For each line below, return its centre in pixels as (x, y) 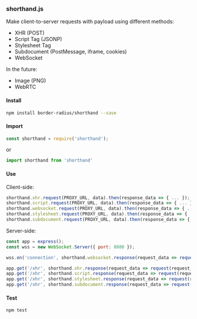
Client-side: (20, 187)
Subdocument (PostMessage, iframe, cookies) (71, 52)
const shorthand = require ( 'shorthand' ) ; (57, 139)
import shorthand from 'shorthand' (50, 160)
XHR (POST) (30, 33)
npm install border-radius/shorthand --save (61, 113)
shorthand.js (25, 9)
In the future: (22, 69)
